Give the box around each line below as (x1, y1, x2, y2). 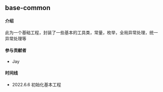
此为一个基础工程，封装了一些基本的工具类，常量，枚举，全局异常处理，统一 (5, 29, 158, 35)
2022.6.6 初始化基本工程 (12, 82, 62, 87)
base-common (5, 4, 51, 12)
